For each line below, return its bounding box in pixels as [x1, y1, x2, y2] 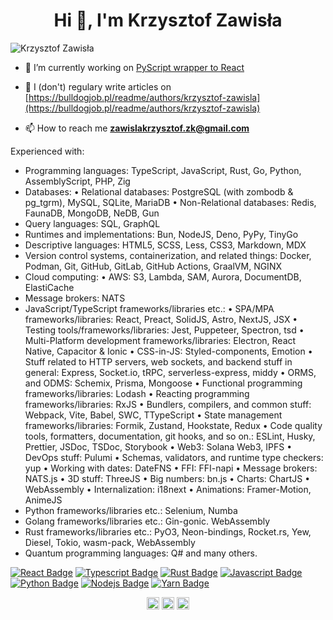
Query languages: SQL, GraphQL [24, 217, 161, 229]
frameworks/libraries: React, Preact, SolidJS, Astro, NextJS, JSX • [24, 313, 298, 325]
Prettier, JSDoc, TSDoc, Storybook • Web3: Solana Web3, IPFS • [24, 440, 293, 453]
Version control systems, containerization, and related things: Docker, [24, 249, 312, 261]
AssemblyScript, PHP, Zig [24, 175, 131, 187]
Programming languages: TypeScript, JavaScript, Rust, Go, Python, [24, 164, 302, 176]
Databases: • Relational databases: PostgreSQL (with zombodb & [24, 185, 294, 198]
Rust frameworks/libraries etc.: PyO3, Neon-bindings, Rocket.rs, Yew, [24, 525, 312, 538]
